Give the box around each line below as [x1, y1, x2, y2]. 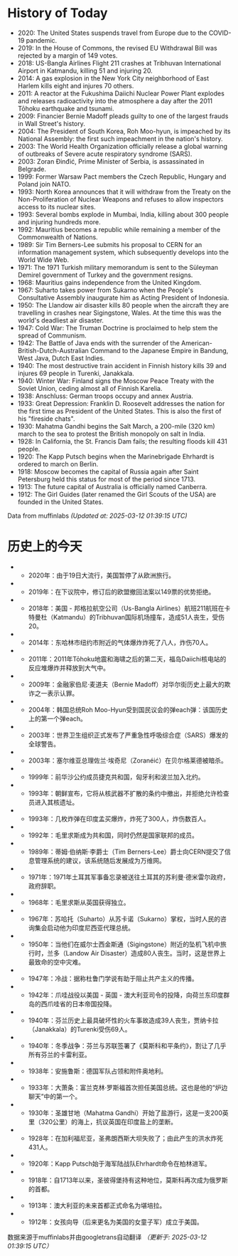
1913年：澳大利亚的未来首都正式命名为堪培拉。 [28, 1201, 166, 1210]
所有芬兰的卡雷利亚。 [28, 1050, 91, 1059]
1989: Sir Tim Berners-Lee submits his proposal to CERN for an [17, 240, 202, 248]
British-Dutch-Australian [17, 346, 89, 355]
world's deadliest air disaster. [17, 315, 104, 325]
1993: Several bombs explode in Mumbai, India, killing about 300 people [17, 210, 229, 219]
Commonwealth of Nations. [17, 233, 98, 241]
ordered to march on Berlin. [17, 459, 99, 468]
